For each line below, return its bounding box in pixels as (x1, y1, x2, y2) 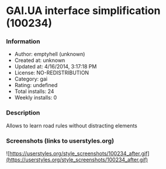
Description (6, 109, 40, 117)
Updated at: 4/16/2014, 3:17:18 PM (14, 63, 97, 70)
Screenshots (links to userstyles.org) (6, 136, 115, 144)
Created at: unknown (14, 57, 65, 64)
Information (6, 37, 40, 46)
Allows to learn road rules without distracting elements (6, 122, 137, 129)
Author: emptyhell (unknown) (14, 51, 85, 58)
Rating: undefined (14, 82, 58, 89)
